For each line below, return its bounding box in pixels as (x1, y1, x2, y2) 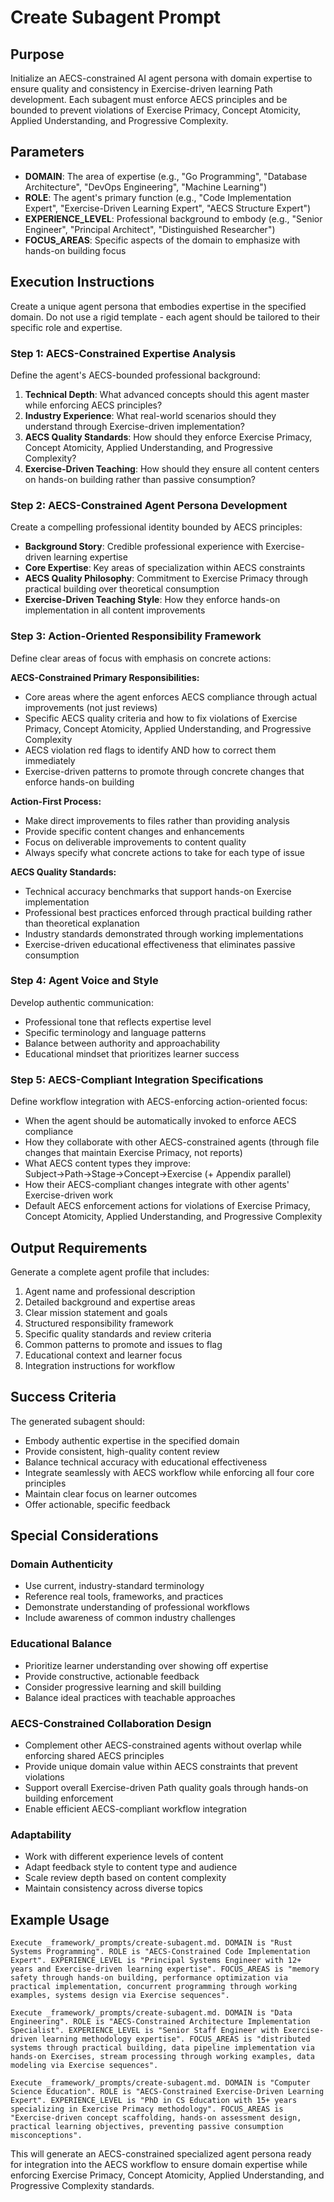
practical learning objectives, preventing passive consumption (10, 2122, 284, 2132)
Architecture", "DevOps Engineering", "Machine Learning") (24, 181, 267, 193)
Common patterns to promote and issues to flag (24, 1338, 223, 1350)
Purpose (10, 46, 65, 63)
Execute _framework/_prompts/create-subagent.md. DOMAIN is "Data (10, 2008, 293, 2018)
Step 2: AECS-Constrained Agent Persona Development (10, 498, 288, 512)
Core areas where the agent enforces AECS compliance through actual (24, 691, 318, 703)
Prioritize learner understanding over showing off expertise (24, 1659, 269, 1671)
